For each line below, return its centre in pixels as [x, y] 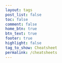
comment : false [21, 24]
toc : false [17, 19]
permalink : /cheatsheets [31, 52]
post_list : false [23, 15]
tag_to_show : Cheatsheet [31, 48]
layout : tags [19, 10]
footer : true [19, 39]
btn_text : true [21, 34]
